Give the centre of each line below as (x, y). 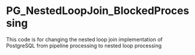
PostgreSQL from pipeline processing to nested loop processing (84, 46)
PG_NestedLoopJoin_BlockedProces (98, 11)
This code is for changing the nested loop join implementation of (85, 39)
